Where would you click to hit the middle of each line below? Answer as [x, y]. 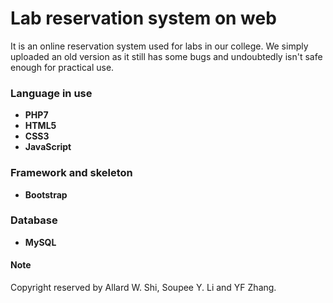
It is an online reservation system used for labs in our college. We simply [159, 46]
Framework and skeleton [71, 173]
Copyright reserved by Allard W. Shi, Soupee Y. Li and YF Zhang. [143, 288]
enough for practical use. [62, 67]
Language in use [51, 93]
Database [34, 220]
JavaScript [48, 147]
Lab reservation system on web [143, 18]
